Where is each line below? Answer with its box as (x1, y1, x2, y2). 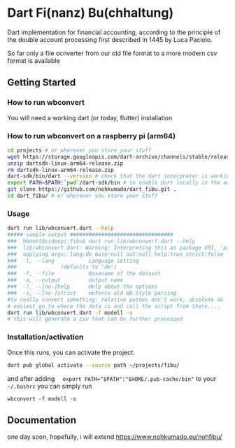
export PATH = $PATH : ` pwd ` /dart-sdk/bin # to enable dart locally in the (7, 180, 220, 187)
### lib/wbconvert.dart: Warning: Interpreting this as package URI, (7, 244, 218, 251)
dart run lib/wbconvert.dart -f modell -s (7, 309, 133, 316)
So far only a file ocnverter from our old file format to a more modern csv (7, 49, 218, 57)
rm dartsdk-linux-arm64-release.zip (7, 166, 114, 173)
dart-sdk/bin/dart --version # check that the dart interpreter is (7, 173, 208, 180)
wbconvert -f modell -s (7, 395, 77, 403)
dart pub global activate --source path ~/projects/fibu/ (7, 361, 180, 368)
